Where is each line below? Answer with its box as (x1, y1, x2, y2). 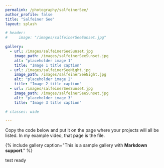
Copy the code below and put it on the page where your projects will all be (5, 127, 159, 133)
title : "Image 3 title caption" (14, 100, 82, 105)
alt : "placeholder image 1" (14, 58, 73, 63)
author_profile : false (5, 12, 53, 17)
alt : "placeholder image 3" (14, 95, 73, 100)
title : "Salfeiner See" (5, 17, 55, 22)
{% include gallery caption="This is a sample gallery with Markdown (5, 142, 147, 148)
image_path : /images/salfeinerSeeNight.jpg (14, 72, 107, 77)
